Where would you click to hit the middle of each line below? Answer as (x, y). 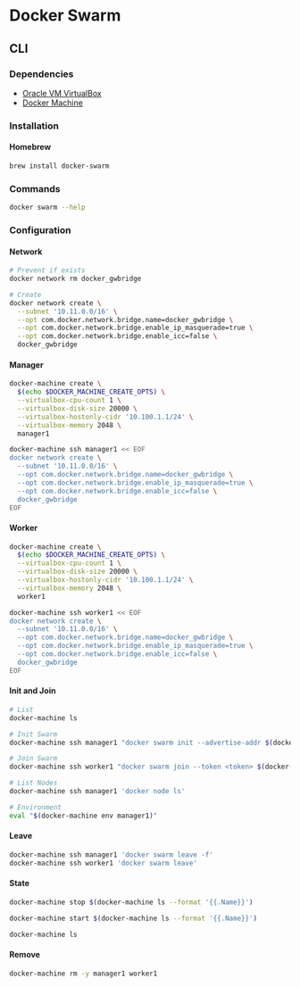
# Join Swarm (33, 759)
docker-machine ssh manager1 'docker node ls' (97, 792)
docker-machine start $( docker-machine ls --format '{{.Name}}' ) (133, 918)
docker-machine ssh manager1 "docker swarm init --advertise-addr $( (142, 742)
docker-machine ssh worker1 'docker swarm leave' (104, 863)
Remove (25, 955)
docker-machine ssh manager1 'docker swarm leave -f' (112, 854)
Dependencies (42, 74)
